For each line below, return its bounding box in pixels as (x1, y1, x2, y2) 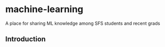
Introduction (5, 35, 46, 43)
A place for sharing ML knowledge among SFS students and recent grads (5, 20, 160, 26)
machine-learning (5, 4, 84, 15)
